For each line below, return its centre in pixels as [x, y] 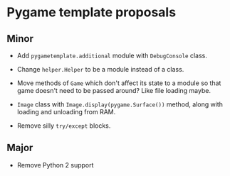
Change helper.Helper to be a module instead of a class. [100, 69]
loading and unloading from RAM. [66, 112]
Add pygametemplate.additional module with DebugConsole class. [112, 55]
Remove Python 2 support [55, 165]
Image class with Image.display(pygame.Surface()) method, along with [120, 104]
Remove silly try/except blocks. [64, 126]
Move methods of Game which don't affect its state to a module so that [119, 83]
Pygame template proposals [91, 12]
